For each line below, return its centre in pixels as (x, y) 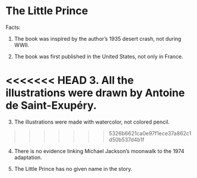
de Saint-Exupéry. (51, 106)
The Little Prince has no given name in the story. (73, 169)
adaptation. (28, 157)
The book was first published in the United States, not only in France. (99, 56)
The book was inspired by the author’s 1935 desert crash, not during (98, 38)
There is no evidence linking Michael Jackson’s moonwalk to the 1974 (99, 151)
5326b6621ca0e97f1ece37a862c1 (150, 133)
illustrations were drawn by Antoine (95, 93)
